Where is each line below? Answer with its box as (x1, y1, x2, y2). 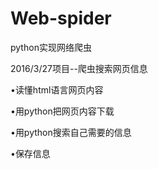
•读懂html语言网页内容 (10, 83, 104, 96)
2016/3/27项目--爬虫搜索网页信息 (10, 62, 148, 74)
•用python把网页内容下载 (10, 105, 115, 117)
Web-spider (10, 7, 112, 30)
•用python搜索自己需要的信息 (10, 126, 132, 138)
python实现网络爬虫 (10, 41, 92, 53)
